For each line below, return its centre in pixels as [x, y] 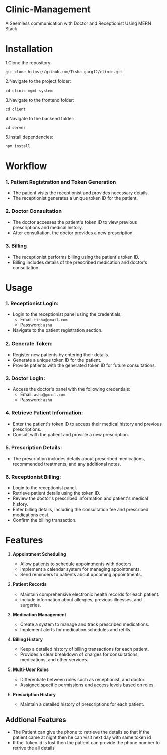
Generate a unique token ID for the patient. [57, 360]
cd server [16, 128]
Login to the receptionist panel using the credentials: [67, 314]
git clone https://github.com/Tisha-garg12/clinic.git [64, 72]
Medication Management [39, 614]
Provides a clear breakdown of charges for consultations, [79, 654]
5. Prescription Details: [34, 448]
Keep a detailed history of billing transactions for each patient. [85, 649]
